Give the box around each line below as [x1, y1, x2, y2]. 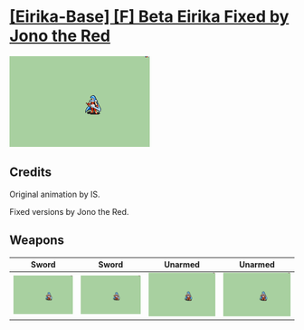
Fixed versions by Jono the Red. [9, 206, 129, 217]
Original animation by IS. [9, 189, 101, 199]
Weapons [9, 233, 65, 248]
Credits [9, 165, 52, 180]
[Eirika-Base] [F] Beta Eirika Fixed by [9, 6, 290, 27]
